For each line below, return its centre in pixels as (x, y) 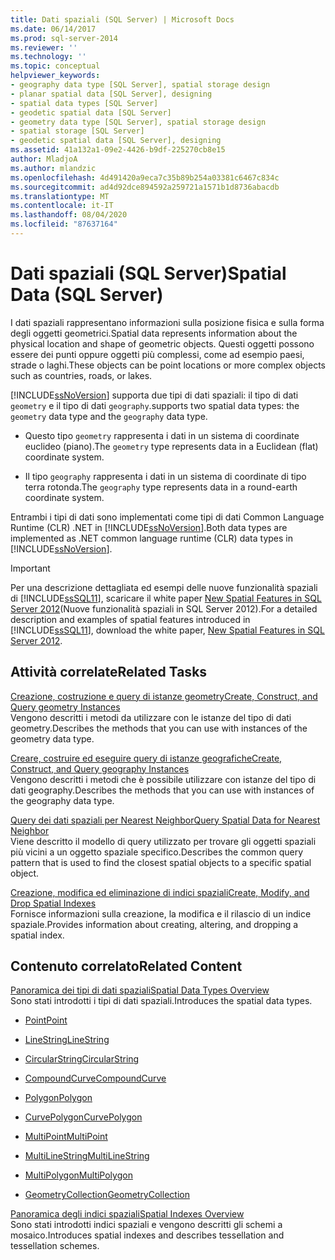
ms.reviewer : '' (44, 47)
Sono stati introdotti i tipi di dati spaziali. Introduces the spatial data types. (161, 1001)
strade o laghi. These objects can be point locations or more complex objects (168, 365)
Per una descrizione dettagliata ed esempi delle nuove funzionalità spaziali (164, 587)
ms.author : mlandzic (53, 168)
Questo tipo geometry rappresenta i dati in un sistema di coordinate (162, 435)
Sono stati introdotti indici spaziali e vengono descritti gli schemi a (146, 1225)
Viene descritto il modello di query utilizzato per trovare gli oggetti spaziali (163, 841)
